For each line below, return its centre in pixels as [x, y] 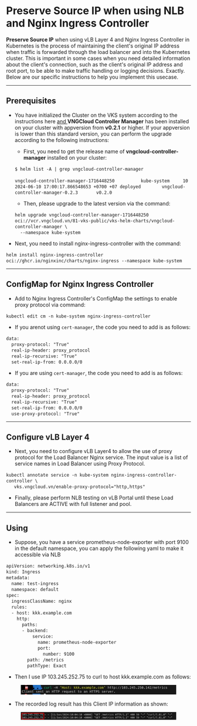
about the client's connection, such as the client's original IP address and [94, 64]
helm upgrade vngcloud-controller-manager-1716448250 [81, 215]
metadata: [18, 578]
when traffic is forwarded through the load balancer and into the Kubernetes [98, 52]
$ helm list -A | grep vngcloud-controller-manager [79, 169]
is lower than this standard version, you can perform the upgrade [93, 134]
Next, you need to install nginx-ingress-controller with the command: [98, 243]
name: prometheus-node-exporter [77, 643]
